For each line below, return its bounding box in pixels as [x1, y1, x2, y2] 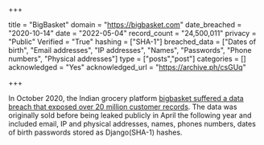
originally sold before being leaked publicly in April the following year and [8, 111, 252, 120]
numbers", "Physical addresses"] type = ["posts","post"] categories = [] [8, 54, 247, 63]
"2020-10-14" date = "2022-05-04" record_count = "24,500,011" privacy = [8, 29, 257, 38]
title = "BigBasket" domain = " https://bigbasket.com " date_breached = [8, 20, 242, 29]
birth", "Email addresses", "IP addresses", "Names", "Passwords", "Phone [8, 46, 252, 54]
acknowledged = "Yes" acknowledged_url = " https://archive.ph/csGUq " [8, 62, 247, 72]
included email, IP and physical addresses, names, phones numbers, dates [8, 119, 256, 128]
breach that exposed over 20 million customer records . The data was [8, 102, 237, 111]
